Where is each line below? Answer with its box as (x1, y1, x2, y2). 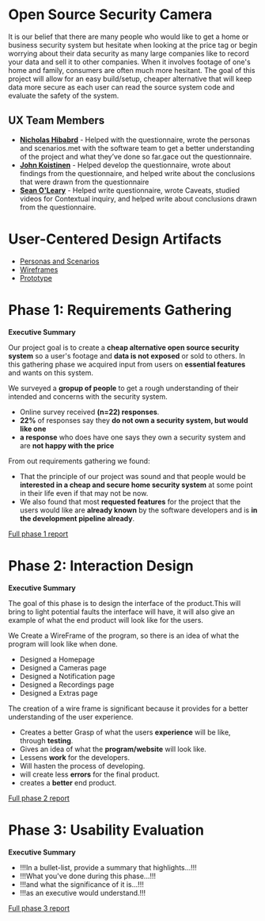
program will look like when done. (8, 639, 119, 648)
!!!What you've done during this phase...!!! (19, 871, 157, 881)
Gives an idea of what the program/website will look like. (19, 744, 207, 754)
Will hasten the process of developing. (19, 761, 146, 770)
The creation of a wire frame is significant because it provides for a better (8, 704, 249, 713)
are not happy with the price (19, 440, 115, 450)
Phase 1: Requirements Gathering (8, 301, 232, 319)
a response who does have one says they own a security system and (19, 432, 246, 442)
